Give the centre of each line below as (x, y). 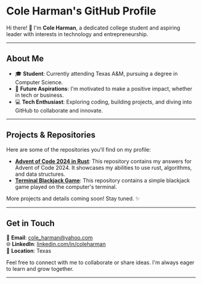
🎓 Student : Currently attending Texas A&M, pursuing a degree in (96, 73)
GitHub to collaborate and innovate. (59, 110)
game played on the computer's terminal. (66, 187)
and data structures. (40, 174)
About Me (25, 59)
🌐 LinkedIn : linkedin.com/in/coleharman (56, 244)
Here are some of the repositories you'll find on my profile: (79, 149)
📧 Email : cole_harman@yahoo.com (50, 238)
